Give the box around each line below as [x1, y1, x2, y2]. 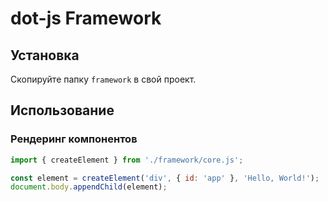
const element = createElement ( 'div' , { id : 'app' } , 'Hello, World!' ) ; [10, 173, 320, 183]
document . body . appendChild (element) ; [10, 182, 168, 192]
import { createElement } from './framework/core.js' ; [10, 155, 244, 165]
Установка [10, 47, 80, 64]
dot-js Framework [10, 7, 162, 30]
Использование [10, 102, 115, 119]
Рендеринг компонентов [10, 132, 138, 146]
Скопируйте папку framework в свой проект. [10, 73, 197, 85]
